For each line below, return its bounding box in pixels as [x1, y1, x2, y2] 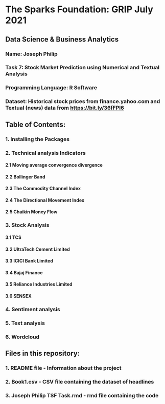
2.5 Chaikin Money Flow [5, 209, 58, 215]
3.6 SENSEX [5, 293, 32, 299]
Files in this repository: [5, 349, 80, 358]
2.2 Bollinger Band [5, 173, 45, 180]
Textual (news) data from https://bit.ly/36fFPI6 [5, 104, 124, 111]
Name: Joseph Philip [5, 50, 58, 57]
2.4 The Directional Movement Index [5, 197, 85, 203]
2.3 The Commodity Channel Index [5, 186, 81, 192]
